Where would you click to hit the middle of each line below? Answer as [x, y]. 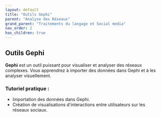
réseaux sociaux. [30, 110]
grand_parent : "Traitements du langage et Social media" [66, 24]
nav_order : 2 [19, 28]
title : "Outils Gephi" [29, 14]
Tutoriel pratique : [27, 89]
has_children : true [25, 33]
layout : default [22, 10]
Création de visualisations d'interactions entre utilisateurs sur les [79, 105]
